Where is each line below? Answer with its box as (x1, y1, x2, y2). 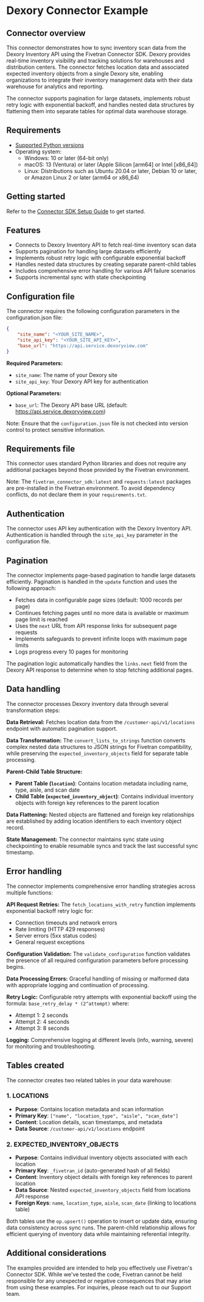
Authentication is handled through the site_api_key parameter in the (6, 531, 178, 539)
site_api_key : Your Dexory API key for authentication (15, 378, 149, 385)
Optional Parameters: (6, 389, 62, 396)
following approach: (6, 585, 57, 592)
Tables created (6, 1060, 65, 1071)
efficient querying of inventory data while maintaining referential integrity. (6, 1231, 191, 1238)
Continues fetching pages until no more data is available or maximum (15, 610, 189, 617)
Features (6, 225, 41, 236)
